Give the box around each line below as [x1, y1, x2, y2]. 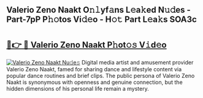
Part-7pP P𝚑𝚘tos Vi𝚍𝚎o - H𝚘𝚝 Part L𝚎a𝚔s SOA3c [6, 15, 197, 25]
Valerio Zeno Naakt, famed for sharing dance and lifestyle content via [6, 66, 182, 72]
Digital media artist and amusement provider [82, 59, 194, 66]
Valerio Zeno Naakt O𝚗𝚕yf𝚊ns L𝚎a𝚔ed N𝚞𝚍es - [6, 5, 191, 15]
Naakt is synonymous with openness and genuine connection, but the [6, 79, 183, 86]
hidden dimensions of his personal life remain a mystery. [6, 85, 149, 92]
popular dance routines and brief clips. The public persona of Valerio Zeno [6, 72, 195, 79]
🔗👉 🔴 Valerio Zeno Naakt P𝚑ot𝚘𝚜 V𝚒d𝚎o [6, 40, 167, 50]
